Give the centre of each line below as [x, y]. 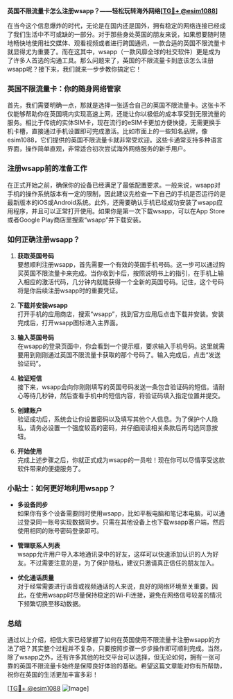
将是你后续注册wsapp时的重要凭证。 [69, 290]
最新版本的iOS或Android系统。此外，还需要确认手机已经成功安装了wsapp [112, 202]
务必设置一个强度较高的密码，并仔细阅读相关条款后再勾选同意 [124, 427]
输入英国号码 [35, 337]
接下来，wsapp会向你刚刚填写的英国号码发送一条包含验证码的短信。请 [118, 387]
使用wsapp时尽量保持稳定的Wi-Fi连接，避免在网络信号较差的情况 [129, 595]
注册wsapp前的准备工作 [48, 168]
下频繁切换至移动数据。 [51, 604]
